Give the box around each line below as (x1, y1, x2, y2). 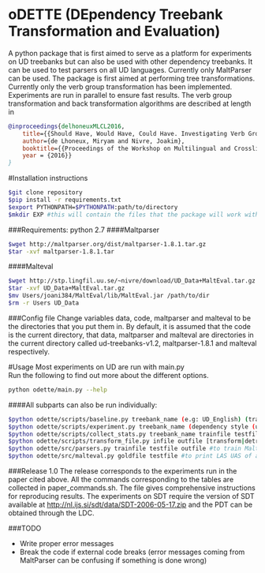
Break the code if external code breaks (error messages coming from (19, 547, 245, 557)
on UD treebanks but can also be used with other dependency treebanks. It (8, 57, 253, 66)
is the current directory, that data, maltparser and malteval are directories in (8, 330, 254, 339)
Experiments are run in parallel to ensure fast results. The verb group (8, 90, 233, 99)
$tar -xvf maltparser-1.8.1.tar (8, 247, 114, 256)
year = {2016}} (22, 152, 73, 159)
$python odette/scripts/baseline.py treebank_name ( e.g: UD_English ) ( (8, 415, 248, 423)
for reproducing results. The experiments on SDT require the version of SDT (8, 492, 255, 501)
